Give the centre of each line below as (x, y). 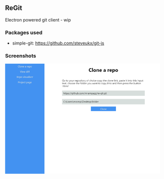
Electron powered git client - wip (38, 20)
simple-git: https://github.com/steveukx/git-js (58, 43)
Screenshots (21, 56)
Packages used (24, 32)
